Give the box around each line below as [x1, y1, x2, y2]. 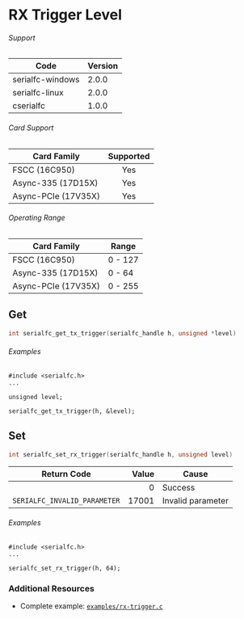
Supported [107, 150, 150, 162]
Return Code [41, 469, 91, 480]
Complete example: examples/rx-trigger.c [19, 600, 163, 611]
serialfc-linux [12, 87, 65, 99]
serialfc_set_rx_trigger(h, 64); [8, 564, 121, 572]
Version [87, 61, 119, 72]
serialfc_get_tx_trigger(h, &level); [8, 406, 136, 415]
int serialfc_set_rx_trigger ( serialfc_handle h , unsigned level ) [8, 450, 233, 458]
